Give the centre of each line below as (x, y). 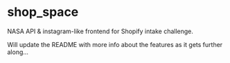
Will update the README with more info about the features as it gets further (115, 44)
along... (18, 52)
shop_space (43, 12)
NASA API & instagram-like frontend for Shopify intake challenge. (100, 31)
